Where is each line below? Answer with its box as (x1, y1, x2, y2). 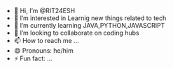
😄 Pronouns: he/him (13, 46, 74, 55)
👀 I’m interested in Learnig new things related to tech (13, 14, 167, 22)
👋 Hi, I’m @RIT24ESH (13, 7, 76, 15)
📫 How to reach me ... (13, 37, 79, 44)
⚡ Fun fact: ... (13, 54, 53, 62)
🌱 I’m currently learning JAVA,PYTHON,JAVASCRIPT (13, 22, 165, 29)
